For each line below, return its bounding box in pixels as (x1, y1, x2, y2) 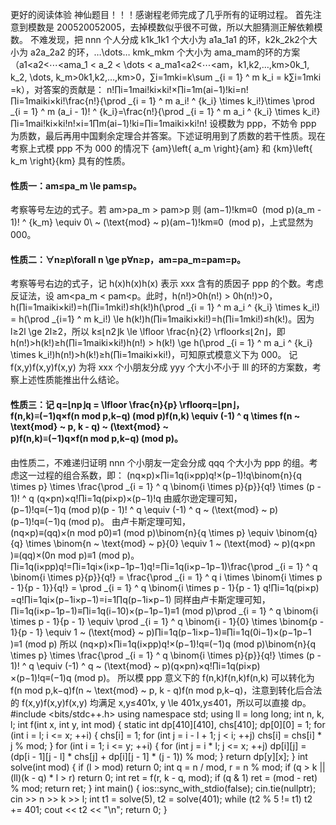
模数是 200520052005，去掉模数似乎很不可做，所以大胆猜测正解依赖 (27, 21, 315, 33)
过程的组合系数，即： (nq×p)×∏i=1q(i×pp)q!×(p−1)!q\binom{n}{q (36, 469, 302, 481)
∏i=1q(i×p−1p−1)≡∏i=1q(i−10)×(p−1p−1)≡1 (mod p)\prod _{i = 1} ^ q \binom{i (10, 604, 319, 617)
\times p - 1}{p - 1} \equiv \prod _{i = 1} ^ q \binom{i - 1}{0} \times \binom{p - (10, 615, 325, 627)
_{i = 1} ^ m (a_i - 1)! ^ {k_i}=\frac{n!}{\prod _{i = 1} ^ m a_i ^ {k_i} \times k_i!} (10, 106, 321, 117)
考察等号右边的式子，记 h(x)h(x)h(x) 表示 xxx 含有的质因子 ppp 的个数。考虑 (10, 278, 324, 290)
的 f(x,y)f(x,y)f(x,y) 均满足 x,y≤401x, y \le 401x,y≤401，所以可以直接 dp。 (10, 696, 312, 708)
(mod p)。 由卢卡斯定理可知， (68, 515, 191, 527)
